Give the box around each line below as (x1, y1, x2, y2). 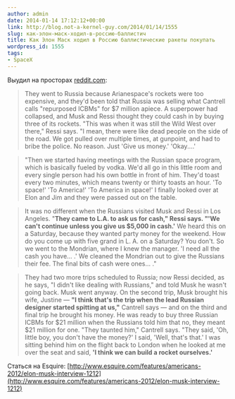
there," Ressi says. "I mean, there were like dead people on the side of (24, 126, 229, 135)
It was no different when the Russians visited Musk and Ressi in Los (24, 206, 222, 215)
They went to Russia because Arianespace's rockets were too (24, 89, 204, 97)
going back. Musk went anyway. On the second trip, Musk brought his (24, 287, 228, 297)
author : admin (7, 10, 49, 18)
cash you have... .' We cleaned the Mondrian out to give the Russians (24, 251, 225, 260)
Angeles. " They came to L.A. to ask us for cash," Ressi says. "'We (24, 214, 220, 222)
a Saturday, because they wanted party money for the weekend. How (24, 229, 227, 237)
